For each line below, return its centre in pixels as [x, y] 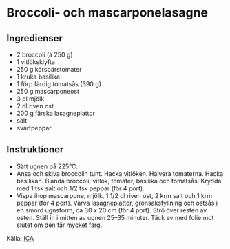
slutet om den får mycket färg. [59, 225]
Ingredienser [35, 38]
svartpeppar [34, 128]
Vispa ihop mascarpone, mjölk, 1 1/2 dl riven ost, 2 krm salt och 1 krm [114, 195]
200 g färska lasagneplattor [56, 113]
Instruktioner [35, 150]
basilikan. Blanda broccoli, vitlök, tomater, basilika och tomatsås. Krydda [119, 181]
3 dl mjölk [30, 99]
